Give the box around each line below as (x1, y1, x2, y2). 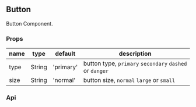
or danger (83, 67, 109, 75)
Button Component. (6, 20, 54, 27)
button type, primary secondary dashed (83, 59, 187, 67)
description (118, 49, 152, 58)
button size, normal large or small (83, 76, 176, 84)
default (55, 49, 76, 58)
